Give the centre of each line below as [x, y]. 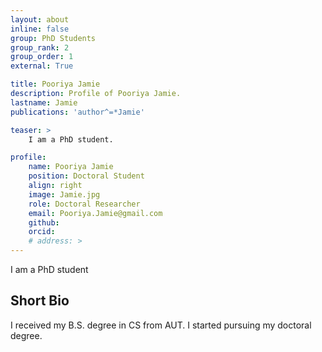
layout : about [40, 19]
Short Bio [40, 301]
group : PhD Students [53, 38]
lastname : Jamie [44, 102]
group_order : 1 [42, 57]
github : [44, 222]
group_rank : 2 [40, 47]
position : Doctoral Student [86, 176]
